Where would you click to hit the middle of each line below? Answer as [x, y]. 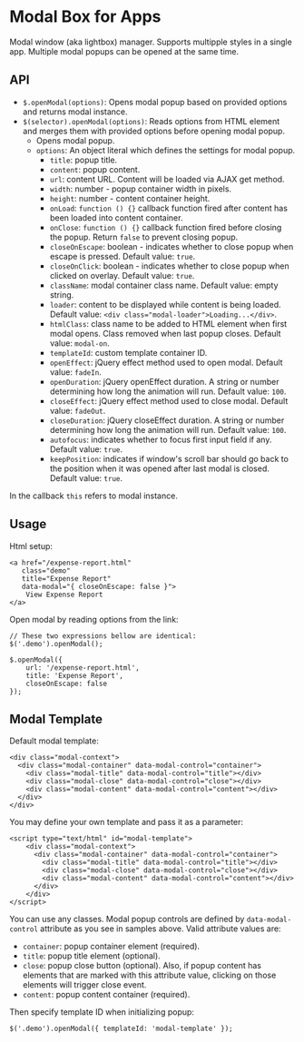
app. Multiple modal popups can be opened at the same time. [124, 51]
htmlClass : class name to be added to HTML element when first [168, 323]
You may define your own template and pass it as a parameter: [126, 822]
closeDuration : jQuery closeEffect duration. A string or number [167, 420]
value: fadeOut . [78, 410]
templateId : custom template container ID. [128, 352]
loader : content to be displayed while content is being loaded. [165, 304]
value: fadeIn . [75, 372]
